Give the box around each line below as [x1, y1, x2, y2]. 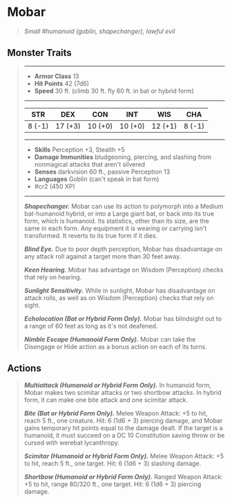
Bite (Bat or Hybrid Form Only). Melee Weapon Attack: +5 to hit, [23, 409, 209, 417]
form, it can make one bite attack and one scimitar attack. [23, 396, 188, 404]
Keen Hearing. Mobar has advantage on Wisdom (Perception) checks [23, 266, 224, 274]
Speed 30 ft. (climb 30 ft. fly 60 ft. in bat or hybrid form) [34, 86, 195, 95]
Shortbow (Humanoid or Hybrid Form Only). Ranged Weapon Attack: [23, 472, 223, 481]
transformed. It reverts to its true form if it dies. [23, 231, 158, 239]
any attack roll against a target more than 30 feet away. [23, 252, 182, 260]
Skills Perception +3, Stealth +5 [34, 145, 126, 154]
